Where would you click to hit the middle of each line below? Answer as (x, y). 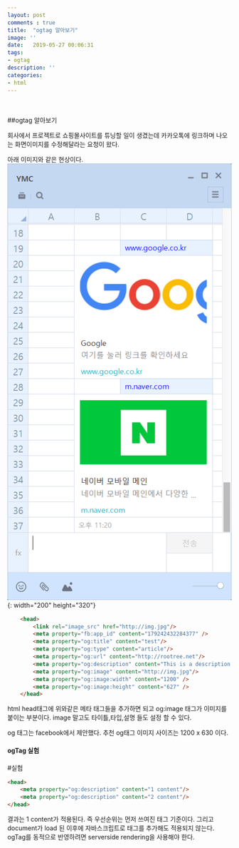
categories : (25, 75)
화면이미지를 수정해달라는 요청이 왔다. (67, 144)
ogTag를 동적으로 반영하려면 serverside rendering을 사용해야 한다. (101, 837)
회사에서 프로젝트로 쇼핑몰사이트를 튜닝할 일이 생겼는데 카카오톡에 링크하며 (111, 135)
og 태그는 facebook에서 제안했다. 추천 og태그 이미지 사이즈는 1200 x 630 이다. (118, 733)
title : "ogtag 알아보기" (43, 30)
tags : (15, 53)
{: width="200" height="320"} (52, 605)
